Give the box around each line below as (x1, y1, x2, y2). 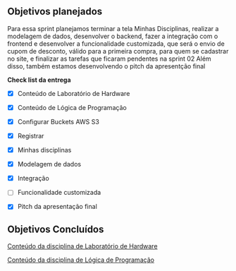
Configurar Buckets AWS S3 (17, 117, 100, 126)
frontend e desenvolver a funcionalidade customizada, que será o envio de (7, 39, 225, 48)
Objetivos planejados (7, 6, 103, 18)
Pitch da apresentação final (17, 203, 97, 211)
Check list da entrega (7, 76, 72, 84)
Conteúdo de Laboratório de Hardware (17, 89, 130, 97)
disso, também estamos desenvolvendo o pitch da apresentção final (7, 61, 206, 70)
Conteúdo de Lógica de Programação (17, 103, 127, 112)
